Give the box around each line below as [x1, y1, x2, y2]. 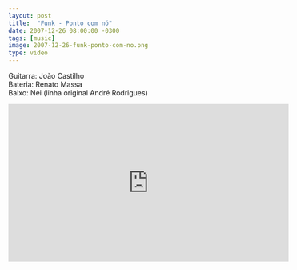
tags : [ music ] [8, 34, 56, 42]
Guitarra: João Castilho [8, 71, 85, 80]
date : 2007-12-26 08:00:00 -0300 [8, 26, 120, 34]
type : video [8, 49, 48, 57]
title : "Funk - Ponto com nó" [8, 19, 113, 27]
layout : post [8, 11, 52, 20]
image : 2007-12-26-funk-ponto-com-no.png [8, 42, 149, 50]
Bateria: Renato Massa [8, 79, 82, 89]
